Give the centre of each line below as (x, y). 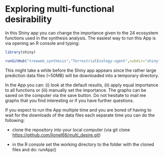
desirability (29, 19)
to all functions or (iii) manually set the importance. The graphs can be (76, 90)
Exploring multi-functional (60, 9)
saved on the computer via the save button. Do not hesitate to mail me (76, 95)
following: (15, 120)
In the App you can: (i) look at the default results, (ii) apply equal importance (82, 85)
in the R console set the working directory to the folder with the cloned (83, 144)
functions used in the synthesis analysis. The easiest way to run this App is (81, 38)
